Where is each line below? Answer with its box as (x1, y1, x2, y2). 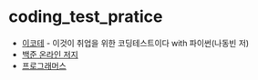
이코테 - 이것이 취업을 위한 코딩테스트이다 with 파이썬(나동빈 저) (21, 37, 250, 48)
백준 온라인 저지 (21, 48, 78, 60)
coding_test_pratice (8, 6, 163, 27)
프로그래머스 (21, 60, 67, 71)
